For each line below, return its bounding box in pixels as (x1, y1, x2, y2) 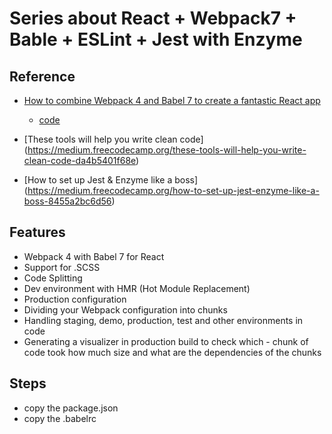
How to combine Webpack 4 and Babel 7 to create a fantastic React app (23, 95, 321, 106)
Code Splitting (23, 272, 83, 284)
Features (9, 224, 66, 241)
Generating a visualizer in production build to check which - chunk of (23, 335, 309, 347)
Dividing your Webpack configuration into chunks (23, 303, 228, 316)
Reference (9, 68, 76, 85)
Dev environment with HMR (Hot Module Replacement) (23, 282, 251, 294)
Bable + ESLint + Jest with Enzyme (9, 28, 303, 51)
